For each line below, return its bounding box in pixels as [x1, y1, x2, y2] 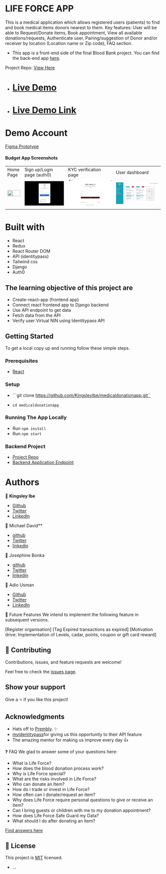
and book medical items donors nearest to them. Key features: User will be [5, 24, 157, 30]
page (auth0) [24, 172, 51, 178]
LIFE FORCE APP [5, 3, 74, 14]
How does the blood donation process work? [12, 765, 104, 771]
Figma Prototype [5, 144, 39, 150]
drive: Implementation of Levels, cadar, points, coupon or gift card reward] [5, 632, 157, 638]
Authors [5, 477, 40, 488]
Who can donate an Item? [12, 781, 65, 787]
